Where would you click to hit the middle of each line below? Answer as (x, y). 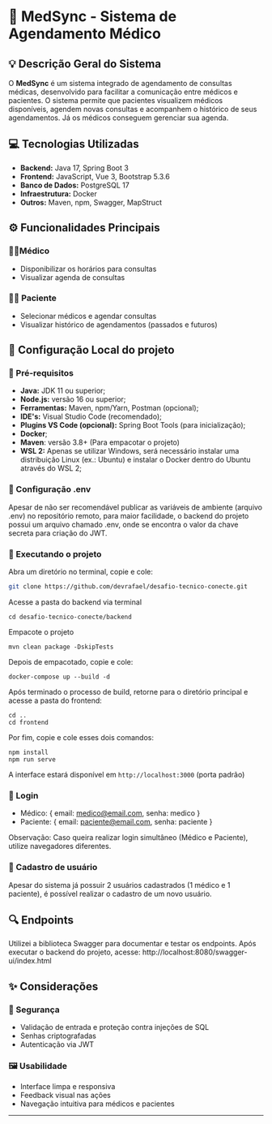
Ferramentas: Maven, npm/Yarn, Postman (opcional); (109, 408)
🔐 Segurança (34, 1010)
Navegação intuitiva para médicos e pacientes (98, 1104)
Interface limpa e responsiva (68, 1087)
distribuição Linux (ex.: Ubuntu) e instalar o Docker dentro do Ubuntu (135, 460)
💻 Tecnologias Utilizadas (74, 144)
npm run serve (32, 759)
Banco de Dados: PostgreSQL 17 (74, 185)
